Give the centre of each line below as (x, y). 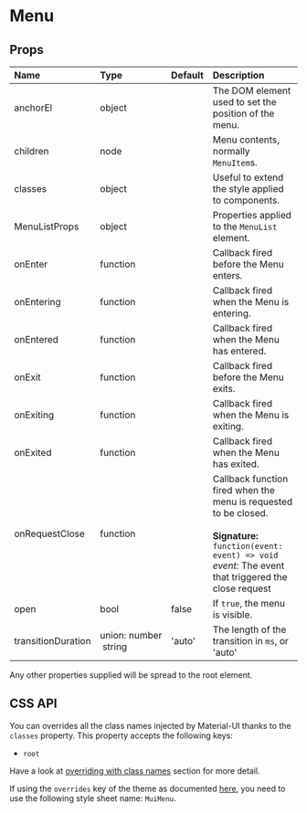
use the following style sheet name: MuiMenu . (93, 798)
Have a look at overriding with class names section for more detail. (135, 771)
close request (242, 588)
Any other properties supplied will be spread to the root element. (131, 675)
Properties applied (252, 215)
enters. (228, 275)
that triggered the (250, 577)
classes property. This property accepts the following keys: (121, 735)
